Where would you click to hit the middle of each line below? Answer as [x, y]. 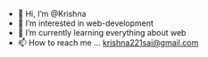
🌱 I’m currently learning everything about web [102, 33]
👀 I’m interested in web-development [86, 23]
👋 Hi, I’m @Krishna [52, 14]
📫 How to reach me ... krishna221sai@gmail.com [108, 43]
